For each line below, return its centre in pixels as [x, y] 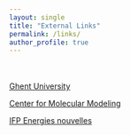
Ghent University [40, 86]
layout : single [37, 17]
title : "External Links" [55, 26]
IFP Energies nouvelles [51, 121]
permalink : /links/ [45, 34]
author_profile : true [49, 42]
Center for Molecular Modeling [65, 104]
